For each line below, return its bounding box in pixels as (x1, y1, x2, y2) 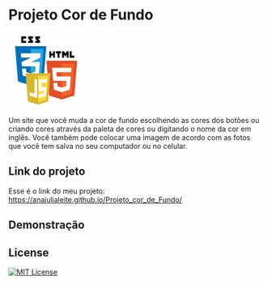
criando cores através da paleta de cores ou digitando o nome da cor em (8, 124, 252, 134)
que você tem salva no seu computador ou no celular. (8, 141, 188, 150)
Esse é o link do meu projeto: (8, 186, 105, 196)
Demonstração (8, 218, 85, 232)
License (8, 245, 49, 260)
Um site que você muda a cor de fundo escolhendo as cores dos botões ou (8, 115, 260, 125)
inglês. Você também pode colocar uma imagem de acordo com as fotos (8, 132, 251, 142)
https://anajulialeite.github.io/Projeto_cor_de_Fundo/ (8, 194, 183, 204)
